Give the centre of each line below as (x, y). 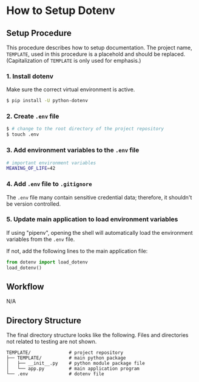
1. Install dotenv (30, 76)
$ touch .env (23, 134)
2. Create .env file (33, 116)
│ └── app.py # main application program (73, 369)
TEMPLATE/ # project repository (65, 353)
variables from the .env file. (41, 239)
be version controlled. (34, 204)
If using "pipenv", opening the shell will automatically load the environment (99, 232)
